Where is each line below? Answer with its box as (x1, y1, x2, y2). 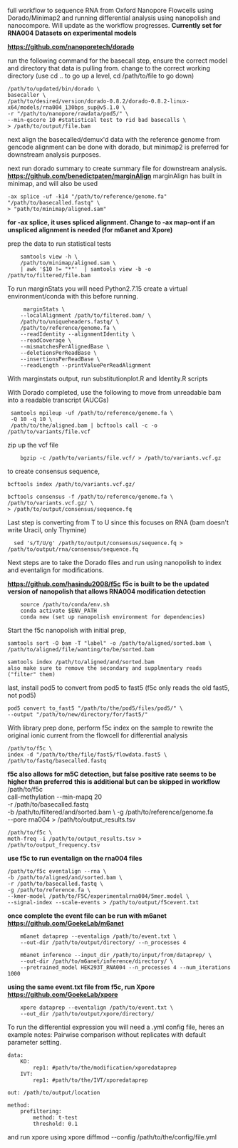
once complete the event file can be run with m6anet (7, 911, 167, 920)
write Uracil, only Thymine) (7, 526, 87, 534)
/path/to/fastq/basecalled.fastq (7, 757, 107, 765)
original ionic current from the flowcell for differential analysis (7, 731, 188, 740)
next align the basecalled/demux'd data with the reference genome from (7, 135, 220, 143)
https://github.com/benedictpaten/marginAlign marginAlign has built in (7, 172, 222, 180)
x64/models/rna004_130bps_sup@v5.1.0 (7, 104, 120, 111)
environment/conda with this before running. (7, 292, 139, 300)
